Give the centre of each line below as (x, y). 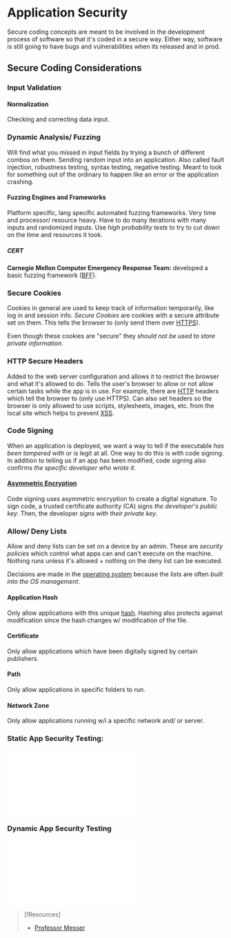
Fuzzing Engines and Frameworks (57, 197)
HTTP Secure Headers (46, 361)
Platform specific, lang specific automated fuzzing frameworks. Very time (112, 212)
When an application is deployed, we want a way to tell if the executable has (115, 445)
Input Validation (34, 88)
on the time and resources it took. (55, 234)
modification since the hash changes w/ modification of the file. (98, 620)
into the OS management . (44, 582)
